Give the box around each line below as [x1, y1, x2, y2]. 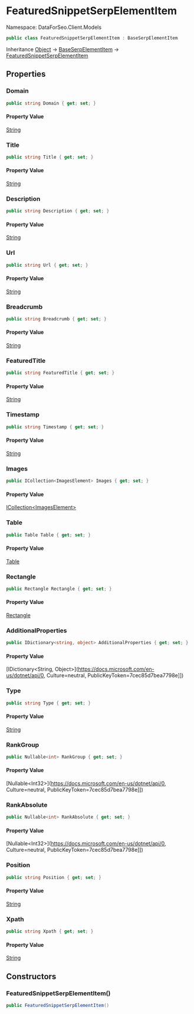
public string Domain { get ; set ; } [6, 100, 96, 106]
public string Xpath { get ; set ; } [6, 928, 94, 934]
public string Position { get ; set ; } [6, 874, 101, 880]
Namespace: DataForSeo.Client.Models [6, 24, 102, 31]
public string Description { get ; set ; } [6, 208, 110, 214]
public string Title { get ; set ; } [6, 154, 94, 160]
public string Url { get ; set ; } [6, 262, 88, 268]
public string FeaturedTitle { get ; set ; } [6, 370, 115, 376]
